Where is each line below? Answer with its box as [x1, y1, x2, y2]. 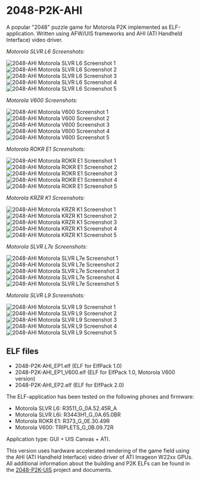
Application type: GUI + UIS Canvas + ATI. [6, 435, 111, 442]
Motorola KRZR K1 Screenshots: [6, 194, 85, 201]
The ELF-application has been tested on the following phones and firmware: [6, 393, 195, 400]
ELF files [6, 346, 39, 357]
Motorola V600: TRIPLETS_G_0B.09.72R [14, 424, 114, 431]
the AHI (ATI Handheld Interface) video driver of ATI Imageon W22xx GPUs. [6, 453, 193, 460]
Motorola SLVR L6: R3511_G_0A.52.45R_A [14, 405, 117, 412]
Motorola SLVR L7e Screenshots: [6, 243, 88, 250]
